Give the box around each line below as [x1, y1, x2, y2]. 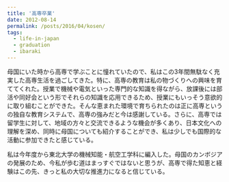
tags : [7, 29, 23, 36]
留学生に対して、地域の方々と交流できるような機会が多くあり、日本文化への [7, 119, 222, 127]
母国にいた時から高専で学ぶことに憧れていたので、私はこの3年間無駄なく [7, 67, 214, 76]
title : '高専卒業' [7, 10, 56, 17]
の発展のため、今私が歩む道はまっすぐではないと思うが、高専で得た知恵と [7, 158, 217, 167]
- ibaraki [13, 48, 41, 55]
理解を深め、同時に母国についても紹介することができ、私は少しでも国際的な [7, 127, 222, 135]
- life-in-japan [13, 35, 59, 42]
